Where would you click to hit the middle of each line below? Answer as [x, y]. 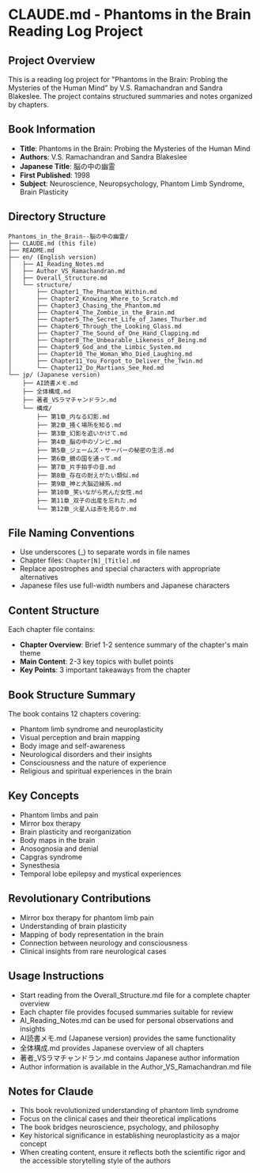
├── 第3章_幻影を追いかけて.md [82, 433]
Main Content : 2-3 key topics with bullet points [96, 662]
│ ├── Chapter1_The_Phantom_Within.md [83, 291]
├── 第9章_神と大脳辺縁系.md [79, 483]
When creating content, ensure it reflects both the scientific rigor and [132, 1152]
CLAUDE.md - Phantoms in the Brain [130, 15]
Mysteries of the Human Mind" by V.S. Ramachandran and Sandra [115, 88]
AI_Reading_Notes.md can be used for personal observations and [126, 1020]
